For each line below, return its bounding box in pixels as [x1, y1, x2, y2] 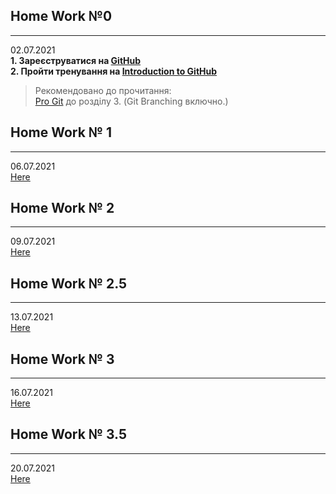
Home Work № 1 [10, 124, 113, 141]
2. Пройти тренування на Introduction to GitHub [10, 65, 218, 77]
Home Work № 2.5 [10, 275, 128, 292]
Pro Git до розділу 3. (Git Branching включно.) [34, 95, 229, 107]
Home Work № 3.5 [10, 426, 128, 443]
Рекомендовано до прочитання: [34, 84, 172, 96]
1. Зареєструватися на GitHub [10, 54, 142, 66]
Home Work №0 [10, 8, 113, 25]
